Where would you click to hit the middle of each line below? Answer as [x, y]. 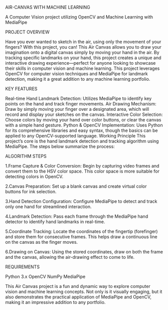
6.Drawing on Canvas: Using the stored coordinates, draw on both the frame [84, 252]
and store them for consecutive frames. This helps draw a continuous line [81, 237]
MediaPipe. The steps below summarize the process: [60, 146]
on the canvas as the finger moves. [42, 242]
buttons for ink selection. [31, 192]
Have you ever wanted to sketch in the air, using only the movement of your [83, 42]
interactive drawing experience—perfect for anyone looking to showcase [80, 63]
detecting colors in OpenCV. [34, 177]
